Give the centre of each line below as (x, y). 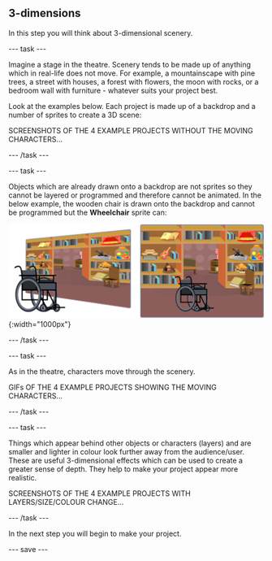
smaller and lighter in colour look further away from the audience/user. (127, 451)
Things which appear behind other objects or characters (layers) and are (130, 443)
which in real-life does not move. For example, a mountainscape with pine (132, 73)
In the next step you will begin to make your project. (95, 533)
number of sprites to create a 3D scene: (75, 115)
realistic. (23, 477)
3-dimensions (45, 13)
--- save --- (28, 549)
